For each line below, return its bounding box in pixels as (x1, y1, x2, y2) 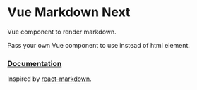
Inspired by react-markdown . (7, 75, 92, 83)
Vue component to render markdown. (7, 27, 117, 36)
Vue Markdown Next (7, 4, 131, 20)
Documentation (7, 58, 62, 68)
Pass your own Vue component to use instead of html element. (7, 41, 191, 49)
